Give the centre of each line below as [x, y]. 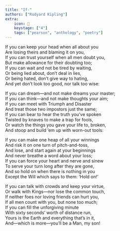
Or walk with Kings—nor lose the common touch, [55, 192]
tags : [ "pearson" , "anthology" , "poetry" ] [59, 33]
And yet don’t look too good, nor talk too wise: [52, 84]
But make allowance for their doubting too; [49, 63]
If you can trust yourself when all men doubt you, [55, 57]
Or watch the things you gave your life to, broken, [56, 125]
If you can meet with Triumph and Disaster [49, 104]
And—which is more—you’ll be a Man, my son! [53, 223]
